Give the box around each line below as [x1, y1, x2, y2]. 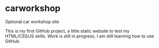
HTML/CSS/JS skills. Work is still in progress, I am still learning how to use [5, 33, 155, 39]
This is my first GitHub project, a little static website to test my [5, 28, 130, 34]
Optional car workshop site [5, 19, 60, 24]
